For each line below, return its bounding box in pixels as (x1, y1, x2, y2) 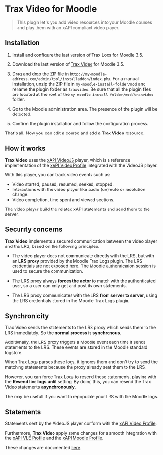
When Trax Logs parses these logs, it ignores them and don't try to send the (5, 359, 158, 365)
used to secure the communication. (12, 268, 84, 274)
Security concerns (5, 225, 63, 233)
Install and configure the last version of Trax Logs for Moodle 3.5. (12, 52, 144, 57)
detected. (12, 111, 32, 117)
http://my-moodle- (70, 72, 107, 76)
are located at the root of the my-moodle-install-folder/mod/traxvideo (12, 91, 154, 97)
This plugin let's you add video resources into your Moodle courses (17, 19, 152, 25)
